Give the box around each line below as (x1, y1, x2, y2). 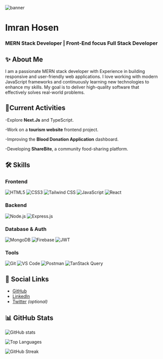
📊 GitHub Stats (5, 313, 54, 322)
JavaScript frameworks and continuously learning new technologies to (5, 78, 150, 84)
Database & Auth (5, 225, 47, 232)
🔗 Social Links (5, 275, 49, 283)
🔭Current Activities (5, 104, 66, 112)
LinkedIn (12, 293, 30, 299)
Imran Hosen (5, 22, 59, 33)
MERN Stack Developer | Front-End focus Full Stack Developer (5, 40, 158, 47)
